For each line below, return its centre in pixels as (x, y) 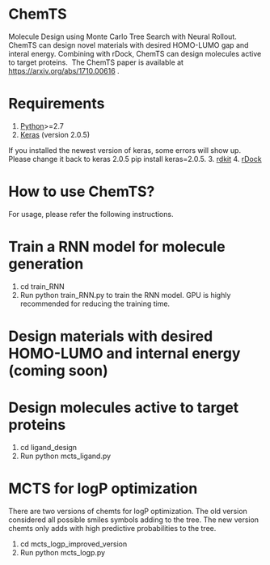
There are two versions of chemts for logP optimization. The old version (128, 511)
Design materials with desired (111, 336)
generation (46, 264)
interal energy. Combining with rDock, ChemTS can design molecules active (135, 53)
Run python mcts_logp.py (63, 552)
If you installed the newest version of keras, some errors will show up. (124, 150)
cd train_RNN (42, 286)
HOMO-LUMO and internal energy (124, 353)
